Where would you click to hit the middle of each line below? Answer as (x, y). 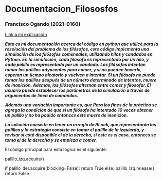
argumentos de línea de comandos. (42, 96)
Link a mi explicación (26, 34)
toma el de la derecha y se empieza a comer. (51, 140)
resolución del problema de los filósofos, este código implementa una (77, 49)
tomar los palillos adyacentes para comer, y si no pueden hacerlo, (73, 70)
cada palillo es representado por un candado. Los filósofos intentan (75, 65)
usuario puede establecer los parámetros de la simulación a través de (77, 90)
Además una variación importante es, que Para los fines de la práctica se (81, 105)
